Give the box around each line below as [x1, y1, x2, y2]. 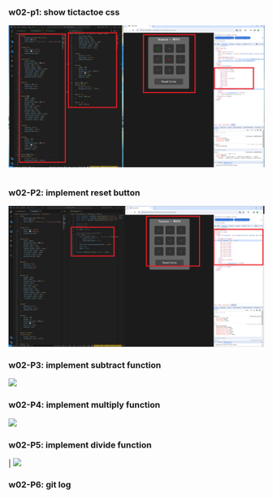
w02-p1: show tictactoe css [8, 7, 120, 18]
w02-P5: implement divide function [8, 439, 152, 450]
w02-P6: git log [8, 478, 71, 490]
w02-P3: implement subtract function [8, 359, 162, 370]
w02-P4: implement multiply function [8, 400, 161, 411]
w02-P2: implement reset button [8, 187, 141, 199]
